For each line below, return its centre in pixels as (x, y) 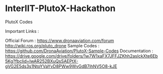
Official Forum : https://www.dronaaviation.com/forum (59, 40)
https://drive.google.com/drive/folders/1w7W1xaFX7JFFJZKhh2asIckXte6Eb (81, 56)
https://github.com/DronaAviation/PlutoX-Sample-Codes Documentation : (79, 51)
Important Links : (22, 31)
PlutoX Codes (19, 22)
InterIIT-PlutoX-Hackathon (60, 8)
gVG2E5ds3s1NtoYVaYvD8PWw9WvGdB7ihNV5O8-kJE (61, 66)
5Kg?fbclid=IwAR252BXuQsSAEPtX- (42, 61)
